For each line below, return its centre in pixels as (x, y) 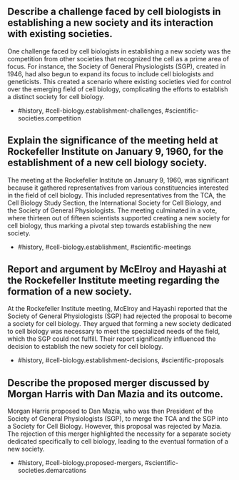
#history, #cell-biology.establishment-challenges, (91, 111)
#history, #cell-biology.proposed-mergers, (80, 463)
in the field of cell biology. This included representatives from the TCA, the (117, 195)
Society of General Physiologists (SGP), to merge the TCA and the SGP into (118, 419)
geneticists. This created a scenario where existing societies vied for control (119, 81)
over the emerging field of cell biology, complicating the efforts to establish (118, 89)
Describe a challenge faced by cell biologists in (114, 12)
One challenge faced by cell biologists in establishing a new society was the (119, 51)
